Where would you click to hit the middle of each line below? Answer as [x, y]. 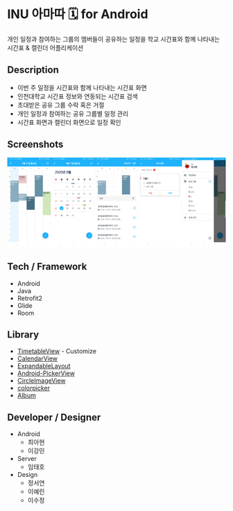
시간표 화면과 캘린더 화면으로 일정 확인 [69, 122]
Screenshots [35, 145]
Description [33, 70]
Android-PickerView [46, 373]
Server [27, 459]
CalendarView [37, 358]
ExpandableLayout [44, 366]
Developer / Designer [54, 417]
